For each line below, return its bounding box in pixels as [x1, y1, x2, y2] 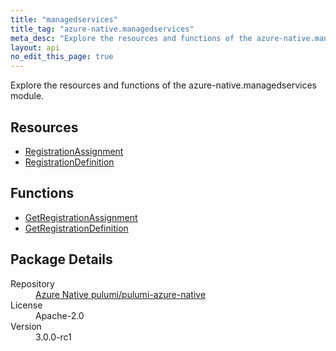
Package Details [10, 251, 113, 268]
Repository [10, 277, 55, 290]
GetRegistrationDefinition [24, 222, 129, 234]
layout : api [10, 42, 60, 53]
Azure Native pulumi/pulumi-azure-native [35, 288, 207, 300]
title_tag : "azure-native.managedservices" [10, 24, 195, 34]
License [10, 299, 43, 311]
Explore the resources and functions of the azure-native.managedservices [10, 79, 317, 91]
